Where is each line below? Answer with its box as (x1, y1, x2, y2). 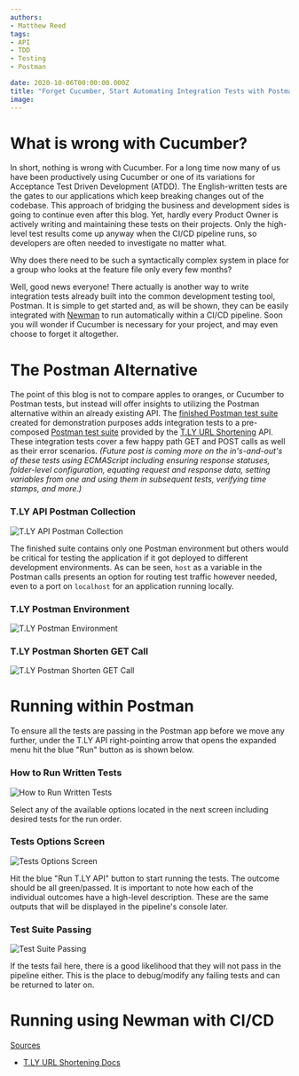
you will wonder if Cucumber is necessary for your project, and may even (10, 319, 279, 330)
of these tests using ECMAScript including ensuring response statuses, (10, 455, 271, 466)
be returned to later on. (10, 979, 95, 990)
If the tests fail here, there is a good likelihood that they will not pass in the (10, 961, 282, 971)
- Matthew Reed (10, 21, 67, 30)
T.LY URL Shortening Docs (22, 1057, 121, 1068)
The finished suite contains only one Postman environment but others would (10, 543, 289, 554)
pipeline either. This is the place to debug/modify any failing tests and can (10, 970, 280, 981)
